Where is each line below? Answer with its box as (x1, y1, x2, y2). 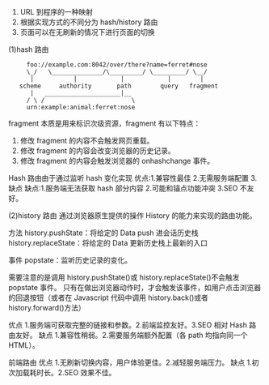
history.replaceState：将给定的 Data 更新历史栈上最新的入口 (8, 238, 208, 247)
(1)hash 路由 (8, 45, 49, 54)
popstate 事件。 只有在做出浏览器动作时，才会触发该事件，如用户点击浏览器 (8, 283, 261, 292)
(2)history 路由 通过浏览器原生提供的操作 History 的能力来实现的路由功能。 (8, 211, 257, 220)
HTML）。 (8, 340, 40, 350)
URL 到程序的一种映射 (19, 7, 94, 16)
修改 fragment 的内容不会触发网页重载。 (19, 136, 154, 145)
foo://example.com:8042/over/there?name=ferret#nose (26, 61, 208, 69)
